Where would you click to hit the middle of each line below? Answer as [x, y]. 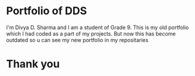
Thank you [33, 64]
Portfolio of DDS [47, 11]
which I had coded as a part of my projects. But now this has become [91, 33]
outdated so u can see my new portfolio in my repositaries [77, 40]
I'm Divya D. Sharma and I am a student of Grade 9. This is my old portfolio [97, 27]
